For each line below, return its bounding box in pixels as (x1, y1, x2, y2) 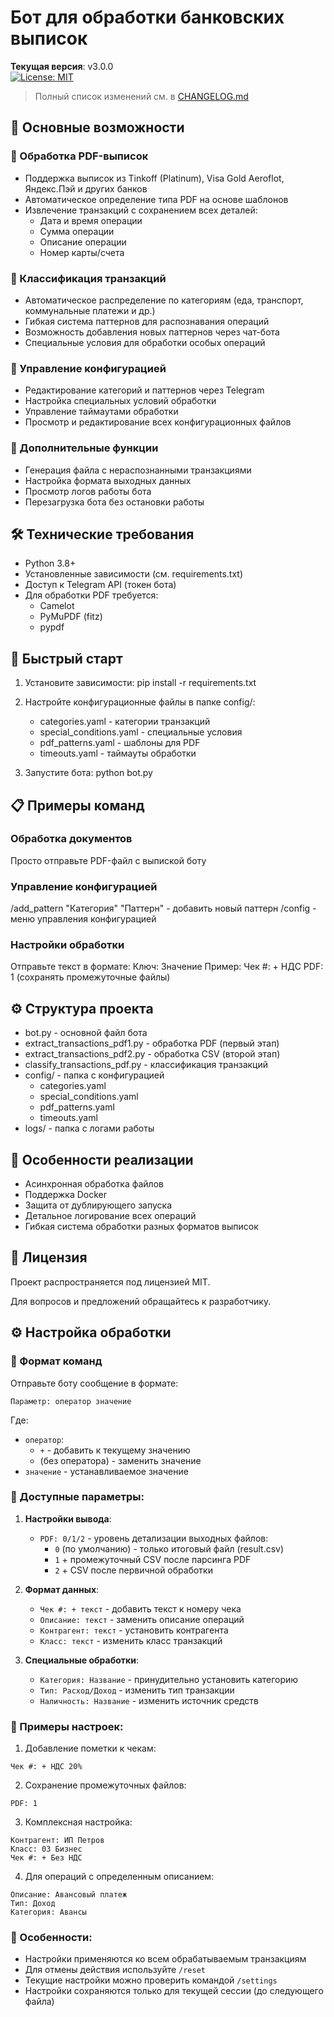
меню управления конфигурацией (10, 913, 157, 925)
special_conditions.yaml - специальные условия (39, 726, 243, 738)
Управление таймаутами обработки (24, 406, 179, 418)
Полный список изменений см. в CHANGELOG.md (34, 90, 249, 102)
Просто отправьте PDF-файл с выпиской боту (10, 854, 207, 866)
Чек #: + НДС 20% (10, 1762, 83, 1772)
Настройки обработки (10, 938, 125, 952)
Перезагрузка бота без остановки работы (24, 496, 205, 508)
